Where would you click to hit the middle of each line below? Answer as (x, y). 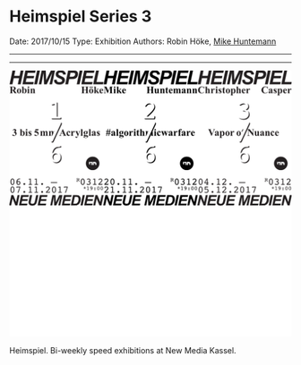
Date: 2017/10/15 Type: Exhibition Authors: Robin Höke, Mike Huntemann (143, 41)
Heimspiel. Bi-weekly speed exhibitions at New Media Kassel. (123, 350)
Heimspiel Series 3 (81, 17)
